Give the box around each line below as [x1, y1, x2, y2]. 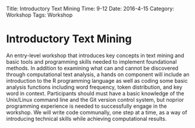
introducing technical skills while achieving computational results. [6, 115, 167, 122]
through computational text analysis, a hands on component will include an [6, 71, 190, 78]
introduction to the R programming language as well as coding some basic [6, 77, 188, 84]
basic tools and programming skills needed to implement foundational [6, 58, 177, 65]
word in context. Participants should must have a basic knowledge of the [6, 89, 184, 97]
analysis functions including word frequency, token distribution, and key [6, 83, 183, 90]
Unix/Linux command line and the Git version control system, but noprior [6, 96, 184, 103]
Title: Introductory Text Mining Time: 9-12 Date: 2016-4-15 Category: [6, 5, 174, 12]
